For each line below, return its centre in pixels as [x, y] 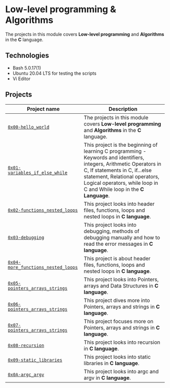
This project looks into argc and [121, 371]
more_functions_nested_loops [43, 267]
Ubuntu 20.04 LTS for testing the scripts [54, 73]
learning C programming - [115, 151]
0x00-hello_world [29, 127]
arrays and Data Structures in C [121, 285]
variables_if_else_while [38, 173]
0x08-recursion [26, 345]
